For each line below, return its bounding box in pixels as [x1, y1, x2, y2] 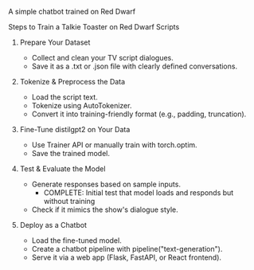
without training [43, 197, 96, 205]
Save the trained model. [31, 149, 110, 158]
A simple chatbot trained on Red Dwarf [8, 7, 136, 16]
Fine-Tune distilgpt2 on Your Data [19, 125, 131, 134]
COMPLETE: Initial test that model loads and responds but [43, 188, 234, 198]
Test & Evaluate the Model [19, 164, 106, 174]
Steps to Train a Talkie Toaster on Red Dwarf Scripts [8, 22, 180, 31]
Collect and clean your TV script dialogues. [31, 53, 174, 62]
